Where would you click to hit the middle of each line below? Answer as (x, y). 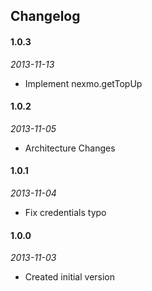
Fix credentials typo (65, 212)
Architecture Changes (70, 148)
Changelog (45, 16)
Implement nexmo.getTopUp (83, 83)
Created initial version (70, 277)
